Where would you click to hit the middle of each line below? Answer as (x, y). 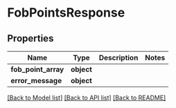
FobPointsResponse (66, 13)
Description (118, 58)
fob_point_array (37, 69)
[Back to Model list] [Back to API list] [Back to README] (87, 98)
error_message (36, 81)
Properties (30, 38)
